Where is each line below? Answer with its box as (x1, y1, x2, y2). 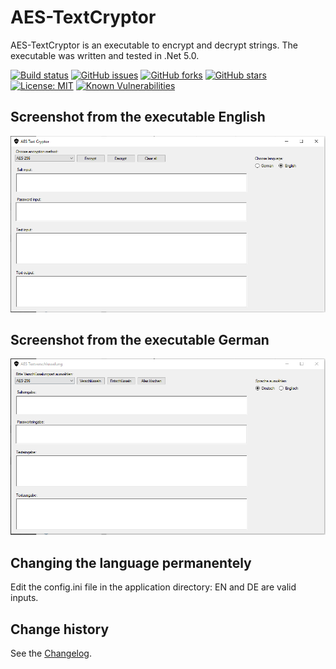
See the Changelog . (10, 647, 93, 660)
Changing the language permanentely (10, 554, 252, 571)
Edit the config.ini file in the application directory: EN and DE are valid (10, 581, 297, 593)
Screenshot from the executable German (10, 331, 270, 348)
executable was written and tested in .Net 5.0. (10, 49, 200, 61)
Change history (10, 621, 110, 638)
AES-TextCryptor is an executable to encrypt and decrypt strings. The (10, 39, 298, 51)
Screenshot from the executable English (10, 109, 266, 126)
